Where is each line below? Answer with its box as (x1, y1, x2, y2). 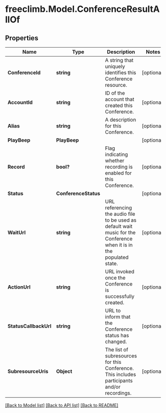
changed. (105, 338, 127, 345)
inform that (105, 313, 131, 320)
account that (105, 96, 134, 103)
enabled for (105, 170, 132, 177)
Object (56, 368, 73, 375)
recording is (105, 164, 133, 170)
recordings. (105, 390, 132, 396)
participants (105, 377, 133, 384)
